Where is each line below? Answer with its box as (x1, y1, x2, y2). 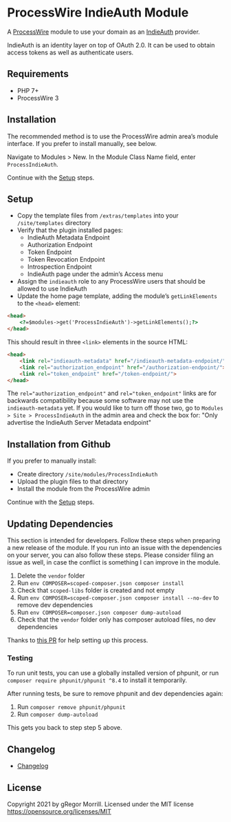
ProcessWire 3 (16, 94, 59, 102)
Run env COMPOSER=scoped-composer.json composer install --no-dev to (16, 593, 219, 602)
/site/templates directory (16, 219, 91, 227)
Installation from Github (7, 439, 111, 450)
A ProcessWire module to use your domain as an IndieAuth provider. (7, 28, 201, 36)
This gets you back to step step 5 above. (7, 724, 122, 732)
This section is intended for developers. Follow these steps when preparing (7, 536, 221, 545)
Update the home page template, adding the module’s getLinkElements (16, 292, 218, 300)
